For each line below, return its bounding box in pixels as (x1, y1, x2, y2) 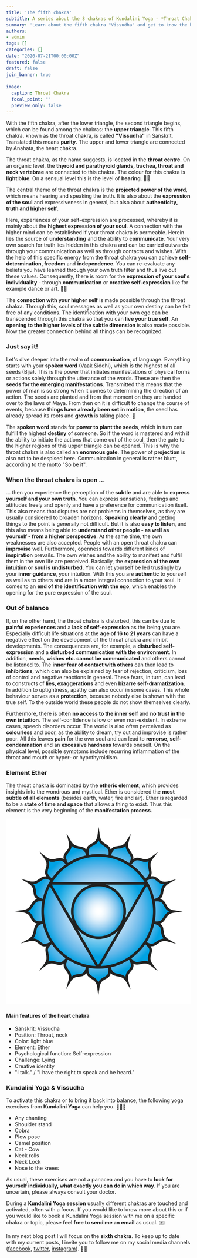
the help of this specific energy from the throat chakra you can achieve (6, 254, 178, 261)
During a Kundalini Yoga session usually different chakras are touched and (6, 1200, 188, 1207)
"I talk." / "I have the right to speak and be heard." (14, 1069, 135, 1076)
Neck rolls (14, 1152, 39, 1159)
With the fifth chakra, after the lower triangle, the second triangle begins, (6, 120, 182, 127)
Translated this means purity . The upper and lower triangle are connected (6, 138, 185, 145)
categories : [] (6, 47, 43, 53)
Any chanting (14, 1114, 47, 1121)
